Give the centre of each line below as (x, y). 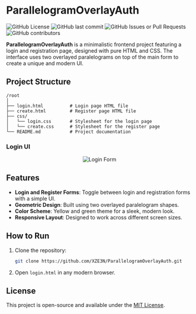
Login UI (18, 147)
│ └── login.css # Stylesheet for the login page (79, 121)
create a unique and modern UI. (45, 63)
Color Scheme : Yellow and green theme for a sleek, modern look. (94, 211)
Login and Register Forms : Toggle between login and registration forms (102, 192)
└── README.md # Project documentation (69, 132)
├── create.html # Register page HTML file (71, 111)
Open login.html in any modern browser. (65, 272)
